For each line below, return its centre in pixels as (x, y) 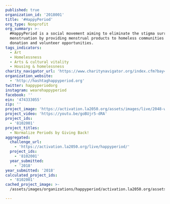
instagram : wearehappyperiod (36, 90)
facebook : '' (19, 95)
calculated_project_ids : (31, 175)
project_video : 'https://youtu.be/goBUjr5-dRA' (56, 114)
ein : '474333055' (24, 99)
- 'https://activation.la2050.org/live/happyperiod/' (72, 147)
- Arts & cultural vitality (39, 62)
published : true (22, 10)
